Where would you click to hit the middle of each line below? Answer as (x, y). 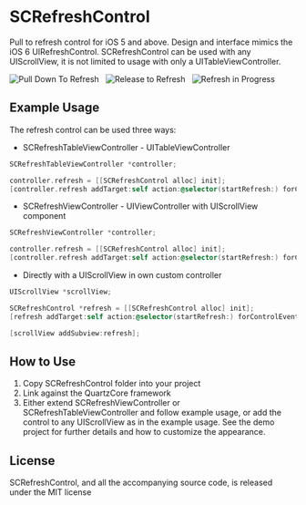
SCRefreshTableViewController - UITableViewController (126, 147)
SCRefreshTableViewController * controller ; (93, 164)
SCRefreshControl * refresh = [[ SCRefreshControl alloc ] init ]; (132, 308)
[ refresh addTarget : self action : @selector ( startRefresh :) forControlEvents (156, 316)
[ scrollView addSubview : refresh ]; (75, 333)
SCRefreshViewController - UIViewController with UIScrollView (140, 206)
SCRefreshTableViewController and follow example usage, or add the (152, 413)
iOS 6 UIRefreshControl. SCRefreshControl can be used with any (131, 51)
